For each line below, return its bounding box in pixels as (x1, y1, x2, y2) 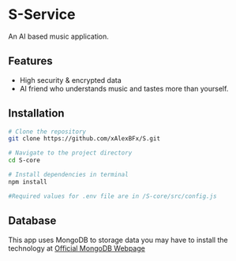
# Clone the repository (8, 128, 87, 136)
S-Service (8, 6, 76, 24)
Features (8, 54, 53, 68)
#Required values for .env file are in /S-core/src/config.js (8, 192, 217, 200)
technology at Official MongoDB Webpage (8, 243, 146, 253)
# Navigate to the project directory (8, 149, 133, 157)
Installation (8, 106, 65, 120)
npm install (8, 177, 47, 186)
